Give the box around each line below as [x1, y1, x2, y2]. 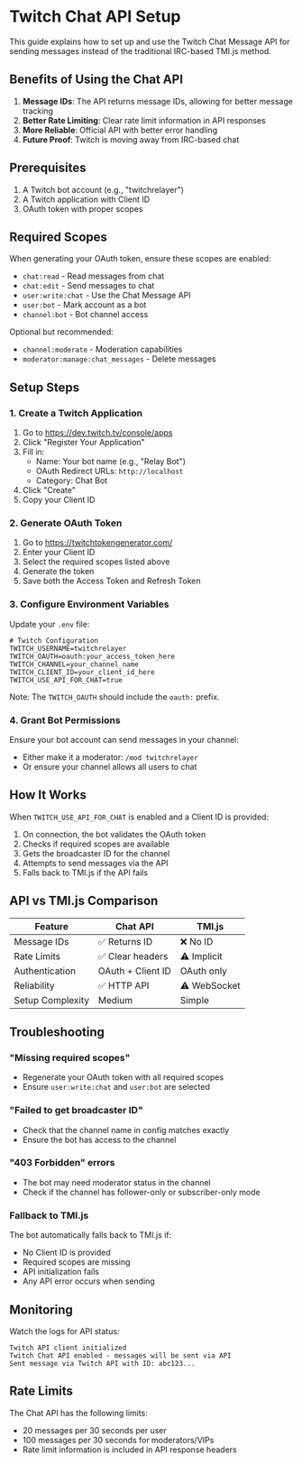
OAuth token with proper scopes [22, 203, 143, 214]
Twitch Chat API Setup [9, 6, 182, 27]
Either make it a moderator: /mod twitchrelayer [22, 751, 198, 763]
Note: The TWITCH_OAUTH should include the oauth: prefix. [9, 691, 220, 702]
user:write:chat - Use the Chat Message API [22, 290, 191, 301]
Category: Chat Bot [35, 475, 108, 486]
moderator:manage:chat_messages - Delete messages [22, 353, 216, 364]
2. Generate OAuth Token [9, 517, 123, 529]
